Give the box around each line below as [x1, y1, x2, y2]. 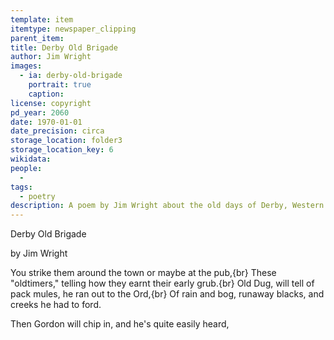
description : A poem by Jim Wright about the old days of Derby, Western [10, 201, 325, 211]
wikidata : [10, 154, 52, 164]
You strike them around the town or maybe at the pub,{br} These [10, 267, 277, 279]
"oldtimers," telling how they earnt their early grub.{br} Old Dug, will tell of [10, 277, 315, 290]
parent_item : [10, 33, 65, 43]
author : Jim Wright [10, 52, 92, 62]
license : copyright [10, 98, 92, 108]
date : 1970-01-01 [10, 117, 83, 127]
